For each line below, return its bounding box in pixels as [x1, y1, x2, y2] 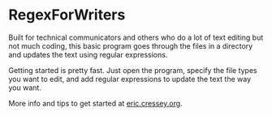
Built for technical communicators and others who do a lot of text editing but [8, 32, 264, 42]
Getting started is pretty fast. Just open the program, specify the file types [8, 65, 257, 75]
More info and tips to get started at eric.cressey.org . [8, 98, 183, 108]
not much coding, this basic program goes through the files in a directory [8, 41, 253, 50]
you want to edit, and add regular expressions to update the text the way [8, 74, 252, 84]
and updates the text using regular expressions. [8, 49, 168, 59]
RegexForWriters [8, 6, 126, 24]
